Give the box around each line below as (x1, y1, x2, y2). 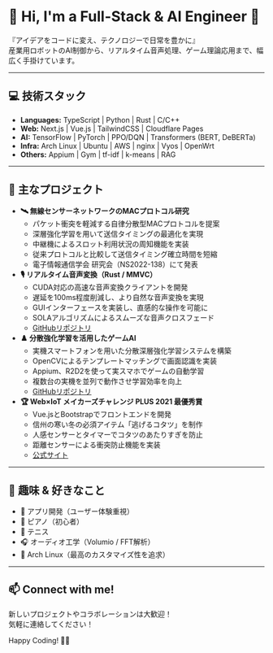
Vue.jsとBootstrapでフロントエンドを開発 (32, 409, 172, 419)
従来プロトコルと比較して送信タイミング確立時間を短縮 (32, 249, 218, 259)
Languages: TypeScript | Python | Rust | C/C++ (19, 115, 180, 124)
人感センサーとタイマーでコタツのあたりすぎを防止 (32, 429, 203, 439)
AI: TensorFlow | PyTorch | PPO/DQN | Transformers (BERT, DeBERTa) (19, 132, 256, 141)
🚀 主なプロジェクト (8, 183, 104, 197)
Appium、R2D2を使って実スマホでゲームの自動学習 (32, 366, 205, 376)
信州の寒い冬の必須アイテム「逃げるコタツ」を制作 (32, 419, 203, 429)
